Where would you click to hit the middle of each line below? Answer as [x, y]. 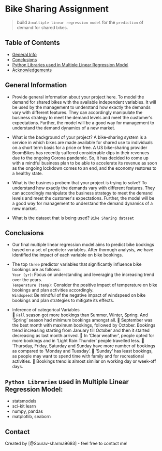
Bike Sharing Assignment [57, 9]
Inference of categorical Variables [46, 310]
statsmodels [24, 401]
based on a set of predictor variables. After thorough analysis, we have [83, 250]
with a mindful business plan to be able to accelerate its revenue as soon [84, 163]
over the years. [27, 280]
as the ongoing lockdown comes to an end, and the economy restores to [84, 168]
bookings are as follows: [36, 270]
